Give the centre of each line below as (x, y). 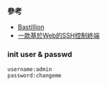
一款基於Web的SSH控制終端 (58, 36)
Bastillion (31, 27)
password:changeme (34, 75)
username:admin (30, 69)
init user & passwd (40, 55)
